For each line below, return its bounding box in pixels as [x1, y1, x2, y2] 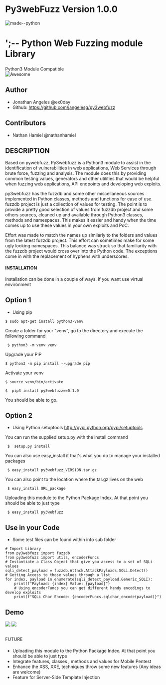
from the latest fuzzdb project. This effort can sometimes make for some [5, 237, 155, 243]
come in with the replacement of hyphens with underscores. [5, 253, 129, 259]
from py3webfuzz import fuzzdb [5, 551, 70, 556]
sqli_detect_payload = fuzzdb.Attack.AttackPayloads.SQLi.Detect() [5, 568, 149, 573]
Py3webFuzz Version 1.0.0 [5, 3, 118, 15]
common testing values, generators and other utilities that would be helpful [5, 176, 160, 182]
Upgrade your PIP [5, 351, 42, 357]
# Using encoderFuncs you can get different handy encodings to [14, 586, 151, 591]
